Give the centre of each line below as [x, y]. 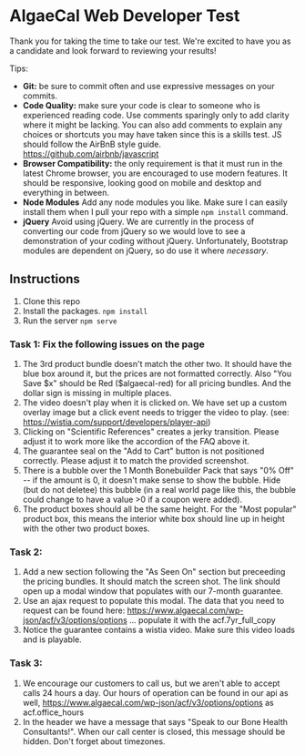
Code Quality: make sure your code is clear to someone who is [142, 105]
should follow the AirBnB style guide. [92, 144]
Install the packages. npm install [85, 311]
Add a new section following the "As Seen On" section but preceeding [154, 572]
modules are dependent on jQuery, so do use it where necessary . [145, 250]
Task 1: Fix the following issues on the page [107, 344]
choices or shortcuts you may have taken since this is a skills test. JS [152, 134]
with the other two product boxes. [86, 528]
